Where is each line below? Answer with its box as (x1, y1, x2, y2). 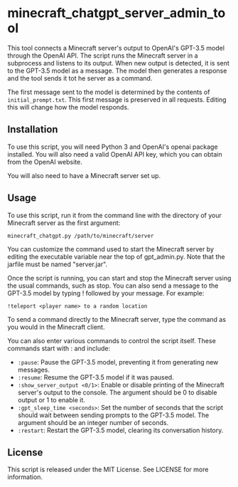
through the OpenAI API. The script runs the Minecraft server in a (7, 51, 198, 60)
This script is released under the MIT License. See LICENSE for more (7, 465, 209, 474)
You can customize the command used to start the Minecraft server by (7, 244, 215, 253)
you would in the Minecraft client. (7, 323, 105, 331)
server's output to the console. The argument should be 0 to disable (17, 388, 217, 397)
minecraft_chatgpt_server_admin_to (7, 5, 226, 21)
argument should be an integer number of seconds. (17, 418, 169, 426)
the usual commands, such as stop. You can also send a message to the (7, 281, 219, 290)
